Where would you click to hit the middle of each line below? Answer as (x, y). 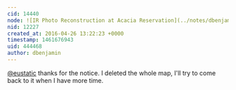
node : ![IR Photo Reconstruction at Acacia (72, 20)
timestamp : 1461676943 (40, 40)
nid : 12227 (23, 27)
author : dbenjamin (34, 53)
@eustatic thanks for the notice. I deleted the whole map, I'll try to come (112, 73)
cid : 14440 (23, 14)
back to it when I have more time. (55, 80)
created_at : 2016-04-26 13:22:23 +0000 (66, 33)
